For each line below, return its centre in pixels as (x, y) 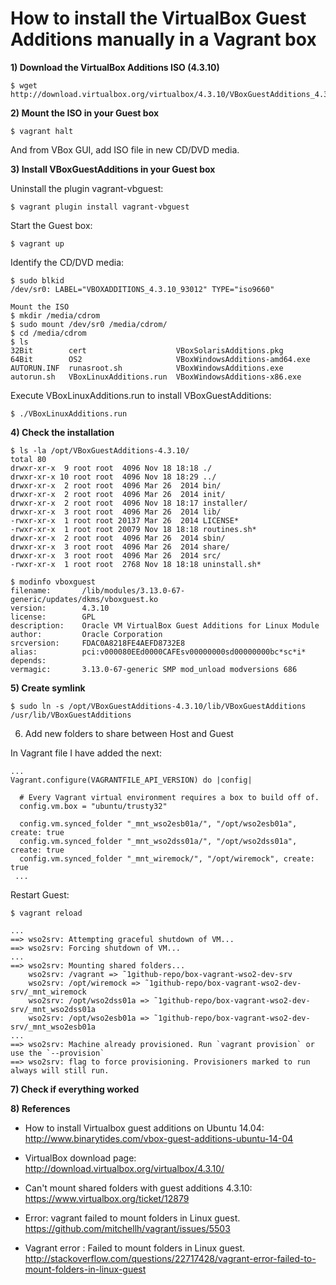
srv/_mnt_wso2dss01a (53, 1009)
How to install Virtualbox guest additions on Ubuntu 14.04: (144, 1128)
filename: (31, 590)
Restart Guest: (40, 894)
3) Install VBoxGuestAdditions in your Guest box (113, 169)
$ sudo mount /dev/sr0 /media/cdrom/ (89, 324)
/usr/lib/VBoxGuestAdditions (71, 715)
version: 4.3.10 (60, 608)
